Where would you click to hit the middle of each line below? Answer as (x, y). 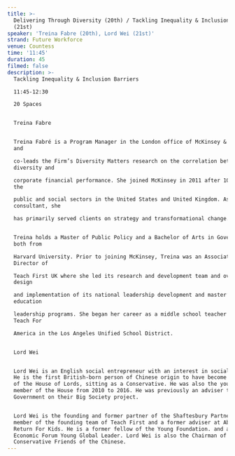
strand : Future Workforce (45, 40)
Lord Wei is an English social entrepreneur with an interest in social (122, 371)
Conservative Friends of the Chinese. (70, 442)
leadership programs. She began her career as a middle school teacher (120, 314)
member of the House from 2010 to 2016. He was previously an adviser (119, 391)
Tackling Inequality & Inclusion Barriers (76, 79)
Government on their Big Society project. (76, 397)
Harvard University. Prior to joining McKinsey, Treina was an (107, 257)
